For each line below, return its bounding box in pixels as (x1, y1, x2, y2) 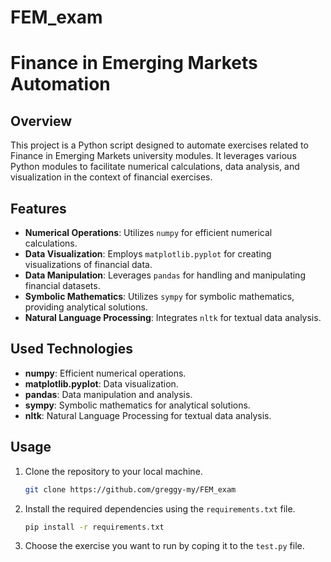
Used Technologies (10, 341, 133, 358)
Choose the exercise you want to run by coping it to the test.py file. (24, 540, 305, 552)
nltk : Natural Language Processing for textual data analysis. (24, 409, 272, 421)
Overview (10, 112, 73, 130)
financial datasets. (24, 280, 101, 291)
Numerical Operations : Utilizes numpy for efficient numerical (24, 227, 273, 238)
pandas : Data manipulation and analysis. (24, 388, 193, 400)
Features (10, 200, 67, 217)
